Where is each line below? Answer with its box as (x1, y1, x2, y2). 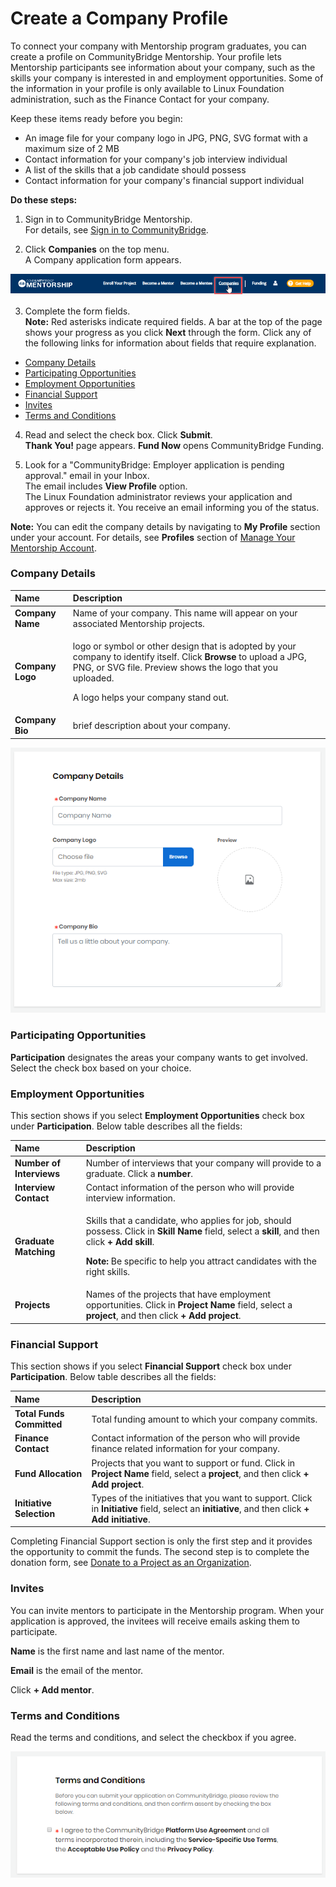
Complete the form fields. (24, 305, 131, 317)
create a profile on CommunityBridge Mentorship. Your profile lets (10, 50, 282, 62)
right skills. (85, 1266, 131, 1278)
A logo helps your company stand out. (72, 691, 230, 703)
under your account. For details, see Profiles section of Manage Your (10, 531, 296, 543)
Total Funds (14, 1408, 65, 1420)
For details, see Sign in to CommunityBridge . (24, 223, 209, 236)
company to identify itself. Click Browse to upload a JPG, (72, 650, 307, 662)
